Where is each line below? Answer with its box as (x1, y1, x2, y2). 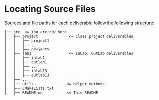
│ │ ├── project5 (4, 47, 50, 51)
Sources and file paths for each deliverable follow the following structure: (4, 20, 155, 26)
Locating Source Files (4, 3, 96, 15)
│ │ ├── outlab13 (4, 73, 50, 78)
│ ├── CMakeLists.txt (4, 86, 54, 91)
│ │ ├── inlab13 (4, 68, 48, 73)
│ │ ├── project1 (4, 38, 50, 43)
